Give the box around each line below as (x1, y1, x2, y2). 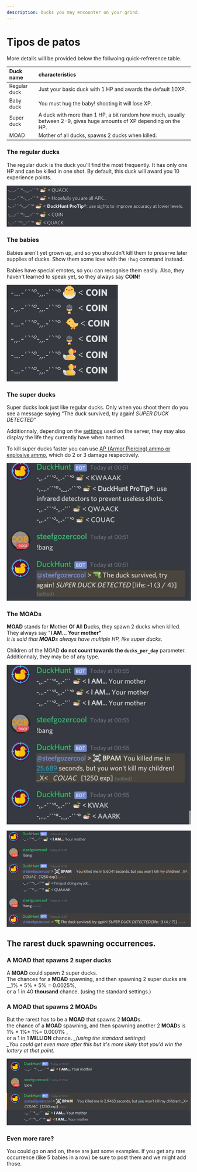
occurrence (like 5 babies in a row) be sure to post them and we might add (6, 1154, 186, 1161)
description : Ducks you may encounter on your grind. (6, 9, 141, 15)
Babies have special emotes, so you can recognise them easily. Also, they (6, 266, 185, 274)
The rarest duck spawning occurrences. (6, 938, 156, 948)
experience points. (6, 173, 52, 181)
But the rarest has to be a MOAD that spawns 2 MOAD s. (6, 1016, 142, 1023)
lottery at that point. (6, 1047, 55, 1054)
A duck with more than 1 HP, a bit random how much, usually (38, 111, 185, 118)
